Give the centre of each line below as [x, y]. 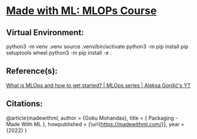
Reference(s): [32, 71]
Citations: [24, 104]
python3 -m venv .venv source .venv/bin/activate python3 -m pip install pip [97, 46]
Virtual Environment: [45, 33]
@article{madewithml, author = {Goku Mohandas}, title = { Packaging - [92, 118]
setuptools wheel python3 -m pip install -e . [59, 53]
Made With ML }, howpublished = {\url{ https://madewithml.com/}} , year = [95, 124]
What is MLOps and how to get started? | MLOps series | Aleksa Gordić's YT [98, 85]
